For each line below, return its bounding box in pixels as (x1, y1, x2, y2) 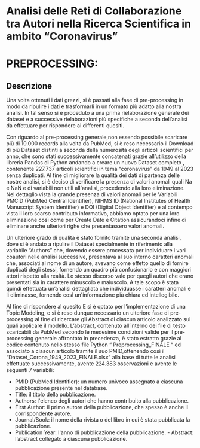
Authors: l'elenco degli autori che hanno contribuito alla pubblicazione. (14, 397, 189, 404)
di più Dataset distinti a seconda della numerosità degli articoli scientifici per (6, 147, 194, 154)
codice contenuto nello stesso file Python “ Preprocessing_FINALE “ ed (6, 341, 181, 348)
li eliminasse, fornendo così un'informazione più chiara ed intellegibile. (6, 291, 179, 298)
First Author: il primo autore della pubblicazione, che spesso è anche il (14, 404, 188, 411)
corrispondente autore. (14, 410, 72, 417)
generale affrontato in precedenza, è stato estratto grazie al (35, 335, 182, 342)
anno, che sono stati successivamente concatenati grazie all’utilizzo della (6, 153, 187, 160)
